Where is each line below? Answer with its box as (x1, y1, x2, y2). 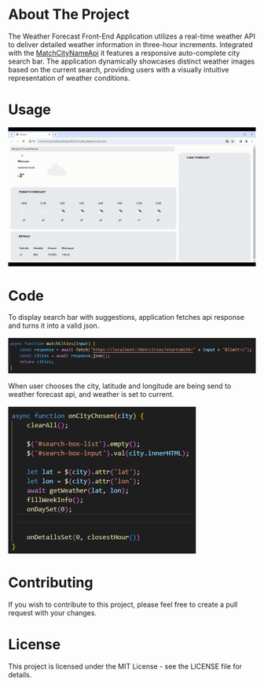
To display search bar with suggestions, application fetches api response (8, 313, 245, 322)
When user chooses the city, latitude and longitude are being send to (8, 381, 232, 391)
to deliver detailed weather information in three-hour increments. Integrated (8, 39, 253, 49)
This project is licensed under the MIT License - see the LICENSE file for (8, 662, 242, 671)
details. (8, 669, 32, 679)
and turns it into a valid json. (8, 321, 100, 331)
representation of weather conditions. (8, 73, 130, 83)
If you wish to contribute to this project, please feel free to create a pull (8, 600, 238, 609)
